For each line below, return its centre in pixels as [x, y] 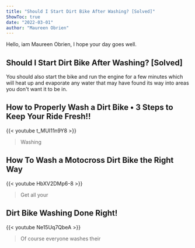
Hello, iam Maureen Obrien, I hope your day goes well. [72, 44]
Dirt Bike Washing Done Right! [62, 213]
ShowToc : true [23, 17]
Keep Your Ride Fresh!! [48, 116]
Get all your [34, 195]
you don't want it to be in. [37, 89]
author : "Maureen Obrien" [37, 28]
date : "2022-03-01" [30, 22]
